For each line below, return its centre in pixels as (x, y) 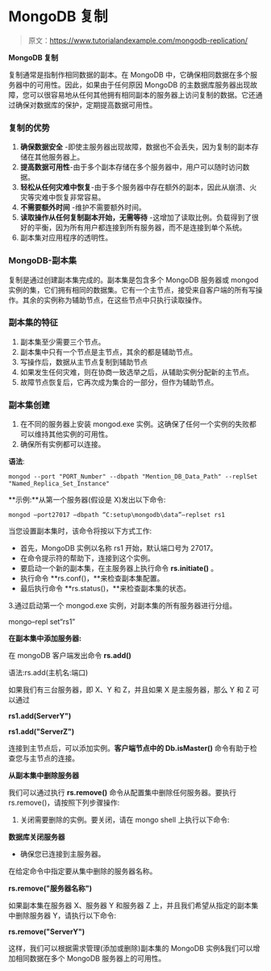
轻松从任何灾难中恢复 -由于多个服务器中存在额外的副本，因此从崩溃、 (135, 187)
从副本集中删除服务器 (44, 776)
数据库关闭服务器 (37, 837)
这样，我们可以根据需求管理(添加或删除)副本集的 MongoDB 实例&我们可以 (131, 948)
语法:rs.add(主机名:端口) (48, 673)
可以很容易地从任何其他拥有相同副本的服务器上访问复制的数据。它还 (142, 94)
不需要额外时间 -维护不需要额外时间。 (83, 207)
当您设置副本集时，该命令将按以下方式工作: (80, 531)
